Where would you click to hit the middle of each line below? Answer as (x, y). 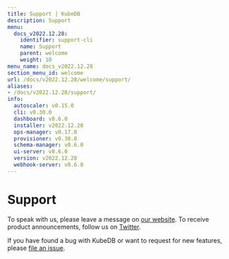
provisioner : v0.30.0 (46, 138)
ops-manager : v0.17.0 (46, 132)
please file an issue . (36, 248)
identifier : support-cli (57, 40)
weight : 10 (36, 60)
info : (15, 100)
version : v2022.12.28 (46, 158)
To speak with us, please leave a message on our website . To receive (108, 219)
